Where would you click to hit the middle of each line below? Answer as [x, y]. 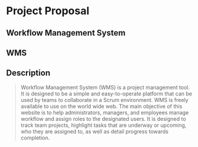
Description [28, 73]
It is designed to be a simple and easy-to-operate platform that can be [106, 94]
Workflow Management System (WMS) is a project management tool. [105, 87]
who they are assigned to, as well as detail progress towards [95, 131]
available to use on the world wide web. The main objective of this [101, 106]
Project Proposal [48, 11]
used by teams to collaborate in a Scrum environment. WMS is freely [104, 100]
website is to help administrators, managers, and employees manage [105, 112]
